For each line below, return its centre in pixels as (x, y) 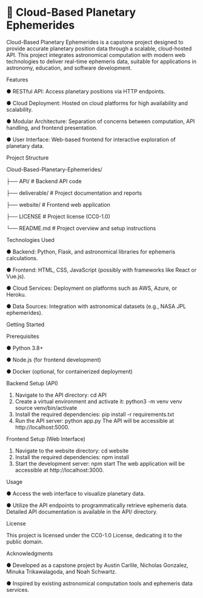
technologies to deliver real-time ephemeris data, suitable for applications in (101, 61)
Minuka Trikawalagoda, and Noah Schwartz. (62, 571)
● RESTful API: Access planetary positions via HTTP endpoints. (86, 91)
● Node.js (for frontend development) (54, 360)
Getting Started (25, 324)
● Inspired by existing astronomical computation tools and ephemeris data (99, 583)
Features (17, 79)
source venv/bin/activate (46, 408)
